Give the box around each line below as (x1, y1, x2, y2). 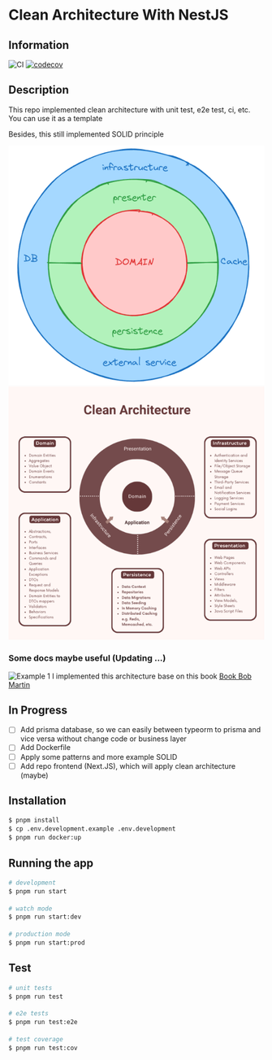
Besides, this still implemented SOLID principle (8, 129, 165, 139)
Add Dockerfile (19, 743, 71, 752)
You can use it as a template (8, 113, 103, 123)
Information (8, 38, 70, 52)
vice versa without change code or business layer (19, 734, 187, 744)
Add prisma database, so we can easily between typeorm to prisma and (19, 725, 261, 735)
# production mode (8, 930, 71, 939)
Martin (8, 679, 31, 689)
